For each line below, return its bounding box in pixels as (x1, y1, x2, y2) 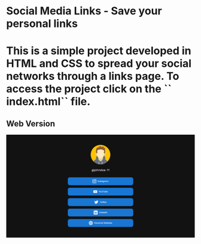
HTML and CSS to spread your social (6, 57, 192, 70)
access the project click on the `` (6, 82, 172, 96)
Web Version (6, 118, 56, 129)
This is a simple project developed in (6, 44, 191, 58)
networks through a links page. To (6, 70, 179, 83)
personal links (6, 17, 78, 30)
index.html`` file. (6, 95, 91, 109)
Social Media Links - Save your (6, 4, 163, 18)
